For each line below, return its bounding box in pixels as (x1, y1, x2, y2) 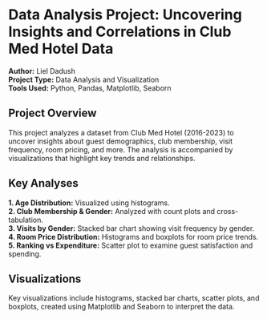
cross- (216, 206, 239, 216)
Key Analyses (8, 176, 79, 190)
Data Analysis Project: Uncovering (8, 6, 242, 24)
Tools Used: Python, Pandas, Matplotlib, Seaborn (8, 83, 172, 93)
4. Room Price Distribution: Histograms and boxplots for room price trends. (8, 232, 259, 241)
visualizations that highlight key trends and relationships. (8, 153, 196, 163)
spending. (8, 248, 42, 258)
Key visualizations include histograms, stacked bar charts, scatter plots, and (8, 293, 260, 303)
